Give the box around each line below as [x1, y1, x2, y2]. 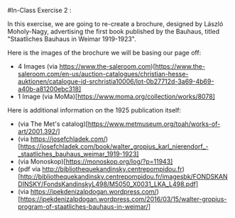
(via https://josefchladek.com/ [17, 134, 106, 143]
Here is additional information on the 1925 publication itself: [7, 106, 182, 114]
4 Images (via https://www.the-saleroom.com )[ [17, 62, 156, 70]
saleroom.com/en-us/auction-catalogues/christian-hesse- [17, 70, 189, 78]
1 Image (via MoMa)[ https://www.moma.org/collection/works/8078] [17, 92, 215, 101]
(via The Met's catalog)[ [17, 120, 89, 128]
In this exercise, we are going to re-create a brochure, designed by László [7, 20, 224, 28]
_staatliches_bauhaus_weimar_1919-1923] [17, 150, 139, 158]
